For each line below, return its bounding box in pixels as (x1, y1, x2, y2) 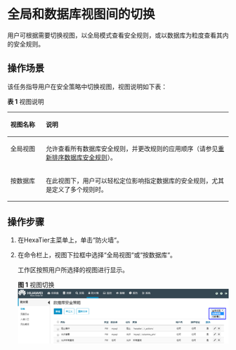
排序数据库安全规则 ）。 (51, 153, 117, 162)
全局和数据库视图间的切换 (7, 6, 156, 22)
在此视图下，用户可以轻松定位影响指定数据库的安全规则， (45, 176, 212, 185)
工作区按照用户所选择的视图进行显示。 (17, 266, 129, 274)
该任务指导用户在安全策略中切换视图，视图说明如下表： (7, 82, 167, 91)
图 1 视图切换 (17, 280, 55, 289)
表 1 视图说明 (7, 97, 44, 105)
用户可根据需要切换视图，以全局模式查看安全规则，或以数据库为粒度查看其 (7, 31, 223, 39)
